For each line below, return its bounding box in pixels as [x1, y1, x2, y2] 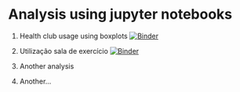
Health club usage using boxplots [19, 31, 128, 41]
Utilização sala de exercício [19, 46, 108, 55]
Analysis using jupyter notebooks [8, 5, 233, 23]
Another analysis [19, 61, 75, 71]
